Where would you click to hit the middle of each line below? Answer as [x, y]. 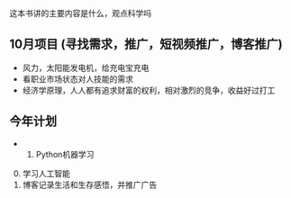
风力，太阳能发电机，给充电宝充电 [86, 67]
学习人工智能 [46, 173]
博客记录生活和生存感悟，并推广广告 [90, 184]
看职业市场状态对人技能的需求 [77, 78]
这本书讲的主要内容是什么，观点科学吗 [80, 13]
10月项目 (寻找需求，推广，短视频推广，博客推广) [146, 45]
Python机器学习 [65, 154]
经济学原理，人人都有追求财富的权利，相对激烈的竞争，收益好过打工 [149, 90]
